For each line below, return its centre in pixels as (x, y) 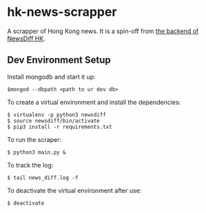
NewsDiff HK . (27, 38)
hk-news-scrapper (62, 12)
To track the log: (30, 165)
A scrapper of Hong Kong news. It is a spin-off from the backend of (103, 31)
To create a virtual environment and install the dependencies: (94, 102)
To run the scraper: (34, 139)
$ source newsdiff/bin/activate (53, 121)
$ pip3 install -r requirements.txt (60, 127)
